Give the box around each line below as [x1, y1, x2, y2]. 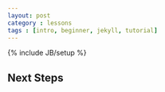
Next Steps [7, 71, 64, 84]
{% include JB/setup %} [7, 48, 87, 58]
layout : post [7, 11, 51, 20]
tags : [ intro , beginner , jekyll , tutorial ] [7, 26, 158, 34]
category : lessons [7, 19, 73, 27]
